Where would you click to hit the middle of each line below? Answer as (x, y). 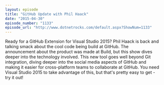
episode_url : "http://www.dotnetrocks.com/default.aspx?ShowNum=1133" (79, 28)
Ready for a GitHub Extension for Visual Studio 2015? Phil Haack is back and (82, 41)
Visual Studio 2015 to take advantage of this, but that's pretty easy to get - (80, 72)
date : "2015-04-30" (25, 18)
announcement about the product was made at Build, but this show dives (79, 52)
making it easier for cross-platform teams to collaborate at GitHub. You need (82, 67)
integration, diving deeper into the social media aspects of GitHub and (76, 62)
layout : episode (22, 9)
